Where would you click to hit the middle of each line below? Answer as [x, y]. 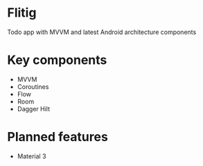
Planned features [58, 137]
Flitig [22, 13]
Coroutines [33, 86]
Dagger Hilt [34, 108]
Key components [57, 60]
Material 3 [32, 156]
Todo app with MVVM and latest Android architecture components [102, 32]
